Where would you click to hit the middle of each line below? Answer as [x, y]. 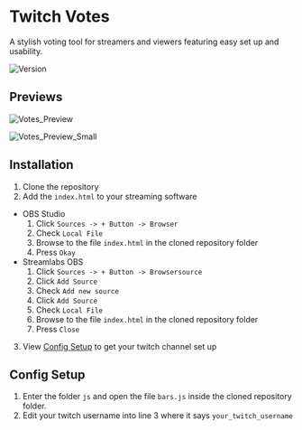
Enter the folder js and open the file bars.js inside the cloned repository [157, 397]
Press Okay [56, 252]
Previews [36, 97]
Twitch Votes [59, 17]
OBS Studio [44, 213]
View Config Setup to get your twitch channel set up [119, 346]
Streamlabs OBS [53, 262]
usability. [26, 51]
